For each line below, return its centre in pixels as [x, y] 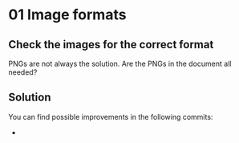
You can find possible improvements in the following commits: [111, 116]
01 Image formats [67, 15]
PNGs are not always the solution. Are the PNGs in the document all [120, 63]
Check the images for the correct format [111, 45]
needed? [23, 72]
